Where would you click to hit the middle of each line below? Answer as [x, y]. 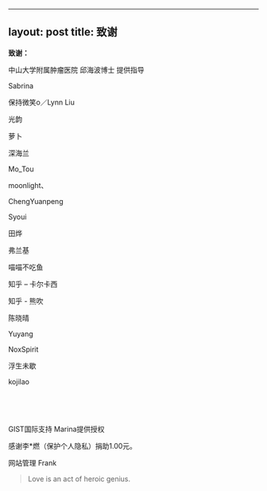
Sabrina [21, 85]
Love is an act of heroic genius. [79, 478]
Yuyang [21, 334]
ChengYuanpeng [36, 201]
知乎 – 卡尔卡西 [33, 284]
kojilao [19, 381]
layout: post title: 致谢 [63, 32]
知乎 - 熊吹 [26, 300]
